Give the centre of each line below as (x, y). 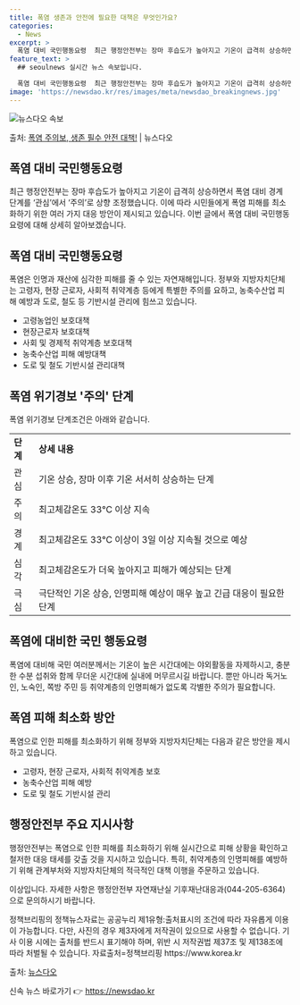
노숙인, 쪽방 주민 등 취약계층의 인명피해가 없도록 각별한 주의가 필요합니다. (148, 687)
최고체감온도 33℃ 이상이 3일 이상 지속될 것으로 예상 (143, 540)
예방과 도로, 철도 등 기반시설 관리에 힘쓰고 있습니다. (108, 301)
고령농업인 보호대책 (56, 321)
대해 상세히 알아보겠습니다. (79, 225)
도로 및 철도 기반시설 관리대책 (73, 365)
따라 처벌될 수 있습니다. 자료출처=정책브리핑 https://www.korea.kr (126, 952)
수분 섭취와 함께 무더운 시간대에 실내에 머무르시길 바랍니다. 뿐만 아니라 (141, 675)
